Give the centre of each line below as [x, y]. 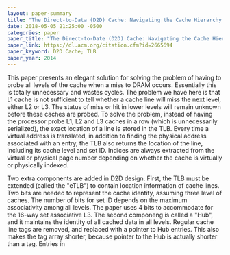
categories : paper [33, 33]
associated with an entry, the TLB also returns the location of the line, [105, 143]
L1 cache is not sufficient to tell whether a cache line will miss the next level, [114, 99]
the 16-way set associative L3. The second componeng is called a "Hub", [110, 215]
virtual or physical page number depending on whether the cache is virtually [115, 158]
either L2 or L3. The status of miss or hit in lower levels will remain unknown [114, 106]
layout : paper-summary [39, 13]
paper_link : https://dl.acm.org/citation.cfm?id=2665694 [90, 45]
